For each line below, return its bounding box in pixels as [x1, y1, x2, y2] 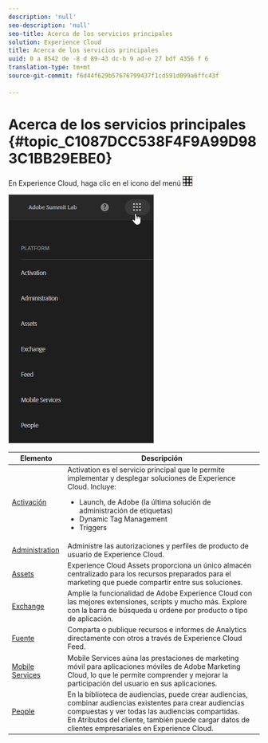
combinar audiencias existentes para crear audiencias [67, 698, 245, 707]
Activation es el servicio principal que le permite [67, 465, 226, 474]
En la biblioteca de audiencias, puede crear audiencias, [67, 690, 248, 699]
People [11, 706, 35, 716]
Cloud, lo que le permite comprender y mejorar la [67, 670, 229, 679]
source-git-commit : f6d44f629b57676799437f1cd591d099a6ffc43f [8, 72, 219, 80]
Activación [11, 497, 47, 507]
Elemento [19, 454, 53, 463]
